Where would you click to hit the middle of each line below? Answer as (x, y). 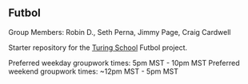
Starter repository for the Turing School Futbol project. (98, 48)
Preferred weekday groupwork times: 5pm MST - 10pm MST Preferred (124, 63)
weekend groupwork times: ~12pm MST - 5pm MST (93, 71)
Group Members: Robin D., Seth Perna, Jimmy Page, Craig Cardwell (120, 32)
